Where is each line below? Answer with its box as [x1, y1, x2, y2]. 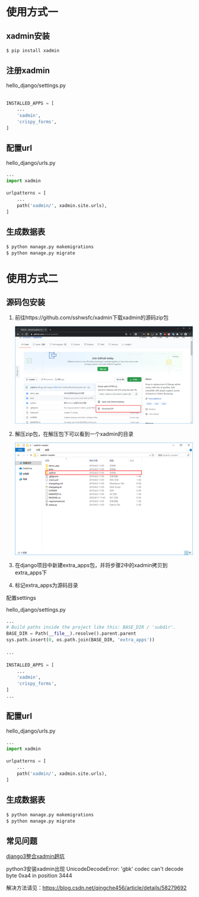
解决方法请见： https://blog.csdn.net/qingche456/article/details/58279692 [6, 885, 187, 892]
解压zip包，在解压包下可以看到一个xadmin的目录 [14, 430, 134, 437]
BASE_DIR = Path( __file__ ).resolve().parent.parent [6, 631, 136, 637]
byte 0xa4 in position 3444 [6, 872, 72, 879]
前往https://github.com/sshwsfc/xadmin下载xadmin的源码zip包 [14, 314, 169, 321]
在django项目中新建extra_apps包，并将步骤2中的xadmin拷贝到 [14, 561, 168, 568]
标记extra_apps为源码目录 [14, 581, 79, 589]
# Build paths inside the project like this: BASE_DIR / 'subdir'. [6, 624, 176, 631]
